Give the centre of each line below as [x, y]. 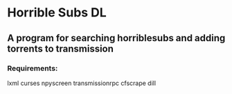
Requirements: [33, 68]
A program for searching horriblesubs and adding [116, 38]
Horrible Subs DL [57, 13]
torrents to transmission [61, 48]
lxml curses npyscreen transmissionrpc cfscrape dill [82, 83]
